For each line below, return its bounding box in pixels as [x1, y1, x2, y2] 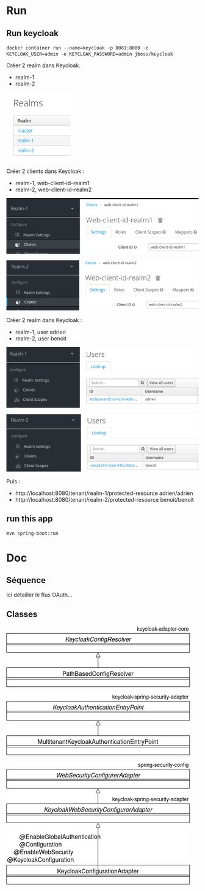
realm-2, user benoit [15, 334, 67, 342]
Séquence [6, 575, 46, 585]
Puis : [6, 477, 20, 485]
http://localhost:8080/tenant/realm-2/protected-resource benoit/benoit [15, 496, 194, 503]
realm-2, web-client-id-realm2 [15, 186, 92, 193]
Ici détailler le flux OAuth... [6, 591, 73, 599]
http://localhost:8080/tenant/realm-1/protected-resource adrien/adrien [15, 490, 193, 497]
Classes [6, 609, 38, 619]
